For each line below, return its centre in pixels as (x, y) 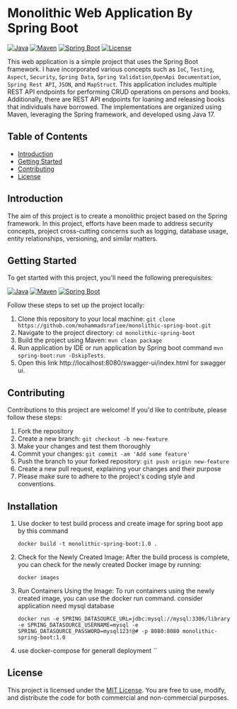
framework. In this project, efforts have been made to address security (110, 223)
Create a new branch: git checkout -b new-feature (93, 439)
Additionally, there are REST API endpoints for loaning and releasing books (116, 99)
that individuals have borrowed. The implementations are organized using (114, 106)
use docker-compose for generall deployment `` (87, 650)
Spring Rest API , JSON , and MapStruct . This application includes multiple (112, 84)
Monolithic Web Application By (100, 13)
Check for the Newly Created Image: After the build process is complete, (123, 557)
